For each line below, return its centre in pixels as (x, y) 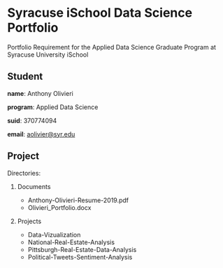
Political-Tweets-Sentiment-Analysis (80, 257)
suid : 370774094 (32, 120)
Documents (34, 186)
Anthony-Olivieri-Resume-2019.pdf (78, 200)
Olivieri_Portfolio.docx (59, 207)
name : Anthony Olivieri (40, 93)
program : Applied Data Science (53, 107)
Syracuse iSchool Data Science (100, 13)
